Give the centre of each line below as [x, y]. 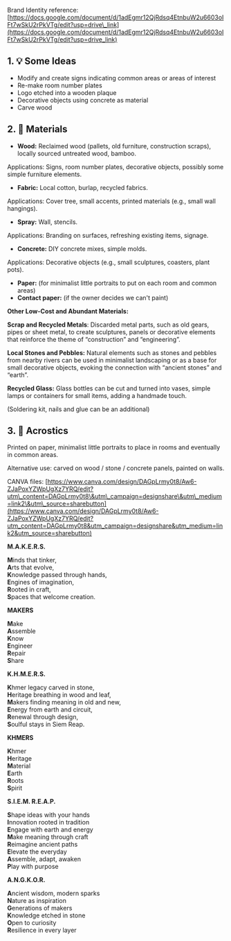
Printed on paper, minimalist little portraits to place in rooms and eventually [114, 447]
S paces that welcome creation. [51, 597]
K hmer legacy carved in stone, [51, 688]
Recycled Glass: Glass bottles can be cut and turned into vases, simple [109, 388]
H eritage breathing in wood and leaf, [59, 695]
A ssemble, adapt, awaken [44, 859]
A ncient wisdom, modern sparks [54, 893]
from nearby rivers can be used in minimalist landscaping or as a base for [112, 360]
